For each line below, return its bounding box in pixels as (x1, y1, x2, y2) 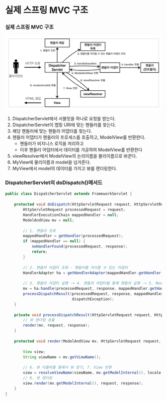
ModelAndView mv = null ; (23, 217, 75, 222)
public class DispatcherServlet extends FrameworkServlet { (5, 192, 133, 197)
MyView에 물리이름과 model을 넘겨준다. (12, 159, 91, 165)
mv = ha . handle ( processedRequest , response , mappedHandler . (23, 286, 150, 291)
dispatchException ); (72, 296, 114, 302)
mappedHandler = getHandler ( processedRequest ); (23, 233, 123, 238)
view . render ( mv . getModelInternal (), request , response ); (23, 381, 143, 386)
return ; (31, 249, 48, 254)
